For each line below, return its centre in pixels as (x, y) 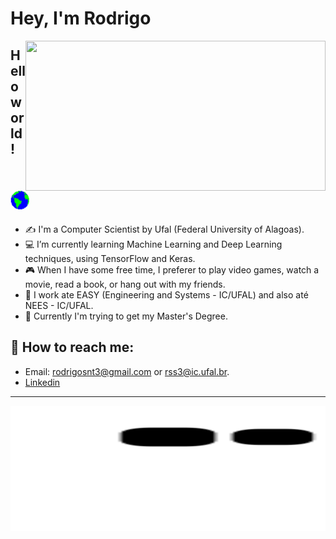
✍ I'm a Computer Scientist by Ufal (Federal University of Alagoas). (164, 229)
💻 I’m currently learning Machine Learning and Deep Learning (153, 244)
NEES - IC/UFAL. (59, 305)
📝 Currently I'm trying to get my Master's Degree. (126, 316)
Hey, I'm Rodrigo (81, 18)
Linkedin (42, 382)
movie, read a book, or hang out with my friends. (125, 284)
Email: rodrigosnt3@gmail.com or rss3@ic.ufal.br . (127, 371)
